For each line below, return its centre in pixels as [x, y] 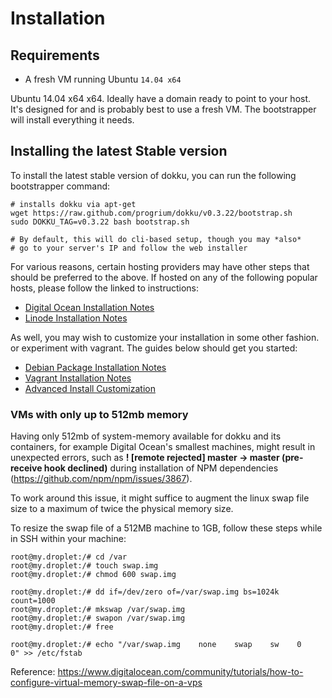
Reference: [33, 672]
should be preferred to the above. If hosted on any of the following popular [164, 277]
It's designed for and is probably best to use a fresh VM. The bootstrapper [163, 109]
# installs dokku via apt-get [73, 204]
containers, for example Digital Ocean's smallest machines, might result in [163, 447]
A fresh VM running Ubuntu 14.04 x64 [103, 79]
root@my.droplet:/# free [62, 627]
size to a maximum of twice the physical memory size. [122, 509]
